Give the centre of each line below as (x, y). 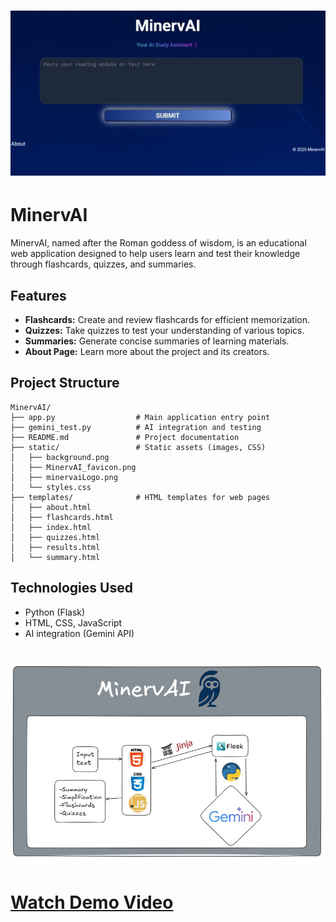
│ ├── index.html (51, 527)
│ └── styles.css (51, 487)
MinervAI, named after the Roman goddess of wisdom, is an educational (158, 243)
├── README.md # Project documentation (125, 437)
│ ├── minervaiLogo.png (64, 477)
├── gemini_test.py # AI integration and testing (136, 427)
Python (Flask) (55, 612)
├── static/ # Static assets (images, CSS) (138, 447)
